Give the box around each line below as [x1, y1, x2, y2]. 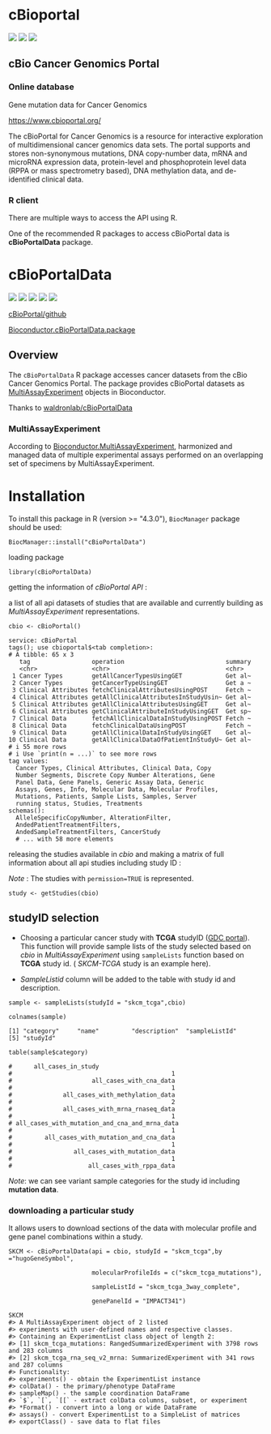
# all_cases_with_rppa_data [8, 1162, 176, 1170]
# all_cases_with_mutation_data [8, 1147, 176, 1156]
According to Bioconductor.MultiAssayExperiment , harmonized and [8, 441, 233, 451]
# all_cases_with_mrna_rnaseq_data [8, 1105, 176, 1113]
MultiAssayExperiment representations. [8, 606, 140, 616]
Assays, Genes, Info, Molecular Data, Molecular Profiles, [15, 785, 219, 794]
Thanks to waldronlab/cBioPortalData [8, 403, 133, 413]
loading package [8, 552, 65, 562]
